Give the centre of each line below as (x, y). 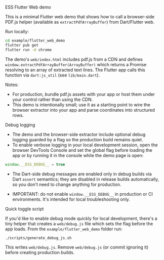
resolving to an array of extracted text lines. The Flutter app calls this (75, 70)
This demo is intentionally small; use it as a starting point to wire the (81, 105)
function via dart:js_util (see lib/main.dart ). (53, 75)
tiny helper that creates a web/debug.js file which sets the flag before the (79, 223)
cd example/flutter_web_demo (35, 41)
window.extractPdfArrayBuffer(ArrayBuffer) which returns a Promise (76, 64)
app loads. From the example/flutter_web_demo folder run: (64, 229)
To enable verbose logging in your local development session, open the (85, 145)
